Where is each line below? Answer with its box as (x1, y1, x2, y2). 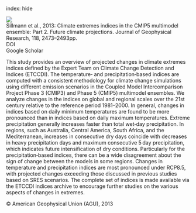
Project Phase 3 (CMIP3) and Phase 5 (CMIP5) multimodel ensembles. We (6, 90, 185, 96)
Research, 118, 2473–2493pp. (6, 35, 78, 42)
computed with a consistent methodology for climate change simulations (6, 77, 181, 84)
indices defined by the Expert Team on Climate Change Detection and (6, 64, 174, 71)
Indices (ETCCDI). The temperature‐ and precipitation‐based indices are (6, 71, 180, 78)
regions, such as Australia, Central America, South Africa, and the (6, 127, 165, 133)
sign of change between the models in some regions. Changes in (6, 158, 163, 164)
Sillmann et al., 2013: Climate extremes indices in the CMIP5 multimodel (6, 22, 178, 29)
